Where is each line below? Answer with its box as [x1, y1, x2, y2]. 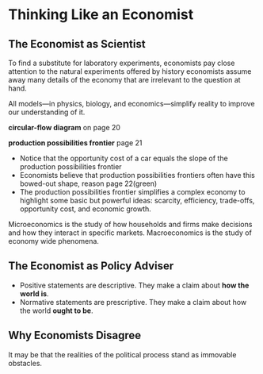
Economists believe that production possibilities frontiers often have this [19, 171, 255, 179]
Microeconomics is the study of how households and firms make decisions [8, 220, 253, 229]
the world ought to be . [19, 306, 93, 315]
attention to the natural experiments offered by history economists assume [8, 67, 252, 76]
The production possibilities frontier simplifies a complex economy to [19, 187, 246, 196]
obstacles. [8, 358, 42, 368]
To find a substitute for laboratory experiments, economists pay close [8, 58, 235, 67]
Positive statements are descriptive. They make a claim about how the [19, 280, 250, 290]
